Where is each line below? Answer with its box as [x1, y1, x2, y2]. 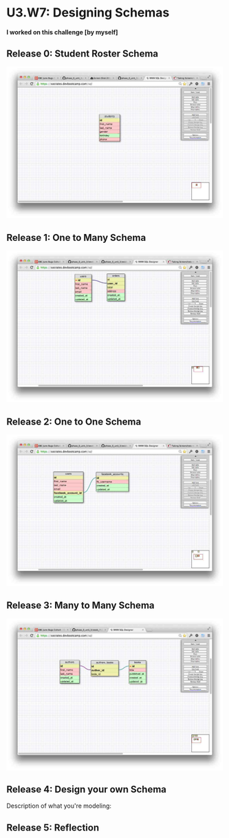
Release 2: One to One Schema [6, 416, 142, 427]
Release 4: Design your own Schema [6, 783, 166, 795]
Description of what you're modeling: [6, 802, 111, 810]
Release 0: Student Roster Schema [6, 48, 159, 60]
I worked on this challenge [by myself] [6, 28, 118, 36]
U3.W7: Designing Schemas [6, 5, 170, 21]
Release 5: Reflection [6, 821, 100, 833]
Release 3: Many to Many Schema [6, 600, 155, 612]
